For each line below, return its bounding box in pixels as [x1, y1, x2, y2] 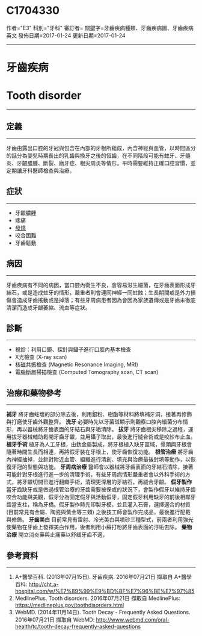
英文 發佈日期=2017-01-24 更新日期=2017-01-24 [6, 31, 126, 39]
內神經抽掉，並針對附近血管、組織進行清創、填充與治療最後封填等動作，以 [6, 456, 191, 463]
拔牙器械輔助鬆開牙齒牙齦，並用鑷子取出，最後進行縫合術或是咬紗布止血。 [11, 433, 196, 440]
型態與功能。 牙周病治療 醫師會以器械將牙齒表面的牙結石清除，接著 [26, 463, 194, 470]
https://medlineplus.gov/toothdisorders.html [14, 601, 124, 608]
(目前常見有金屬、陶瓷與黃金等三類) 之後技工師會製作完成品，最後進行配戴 [6, 508, 191, 516]
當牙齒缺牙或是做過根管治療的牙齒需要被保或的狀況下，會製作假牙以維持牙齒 [6, 486, 196, 493]
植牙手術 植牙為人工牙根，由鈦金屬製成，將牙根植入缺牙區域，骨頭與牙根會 [6, 441, 192, 448]
